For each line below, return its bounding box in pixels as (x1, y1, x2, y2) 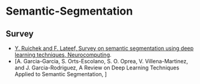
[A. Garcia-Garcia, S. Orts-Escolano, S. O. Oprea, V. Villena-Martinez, (14, 58, 188, 65)
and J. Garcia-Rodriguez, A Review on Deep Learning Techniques (14, 64, 179, 71)
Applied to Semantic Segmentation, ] (14, 71, 107, 77)
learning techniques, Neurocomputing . (14, 51, 112, 58)
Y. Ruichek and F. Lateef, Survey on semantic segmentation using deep (14, 44, 194, 52)
